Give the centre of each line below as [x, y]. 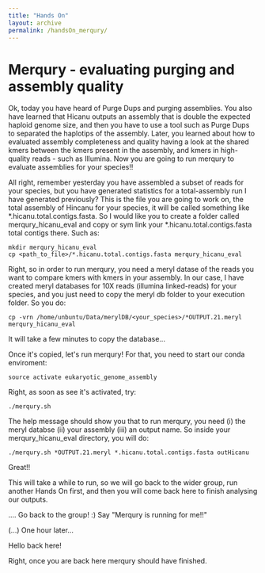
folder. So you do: [37, 303]
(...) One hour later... [41, 530]
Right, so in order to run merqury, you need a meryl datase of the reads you [131, 269]
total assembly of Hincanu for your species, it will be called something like [129, 208]
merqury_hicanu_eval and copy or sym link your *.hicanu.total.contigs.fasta [130, 225]
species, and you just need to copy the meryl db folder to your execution [127, 295]
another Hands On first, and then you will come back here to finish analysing [133, 491]
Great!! [19, 468]
